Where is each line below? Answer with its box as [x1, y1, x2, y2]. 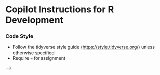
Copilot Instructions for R [5, 4, 114, 15]
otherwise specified [12, 49, 55, 56]
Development [5, 14, 64, 26]
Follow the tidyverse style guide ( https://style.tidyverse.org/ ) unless [12, 44, 155, 51]
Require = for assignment [12, 55, 65, 61]
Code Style [5, 33, 34, 40]
